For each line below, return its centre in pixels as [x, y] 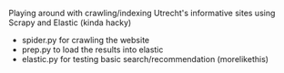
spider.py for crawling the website [86, 40]
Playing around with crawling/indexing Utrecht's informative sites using [142, 13]
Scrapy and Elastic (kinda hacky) [70, 23]
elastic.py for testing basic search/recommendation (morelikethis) [145, 59]
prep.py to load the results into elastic [92, 50]
